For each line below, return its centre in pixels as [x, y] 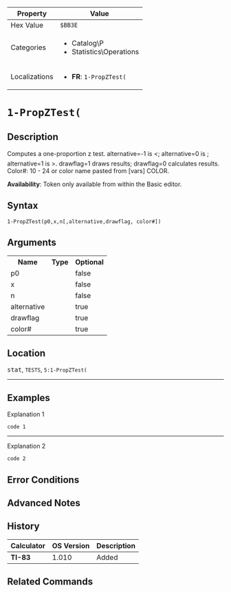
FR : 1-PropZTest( [99, 77]
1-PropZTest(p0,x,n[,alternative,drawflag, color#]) [84, 221]
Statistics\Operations [106, 52]
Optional [90, 262]
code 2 [16, 459]
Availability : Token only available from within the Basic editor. [95, 184]
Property [32, 13]
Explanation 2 [26, 446]
